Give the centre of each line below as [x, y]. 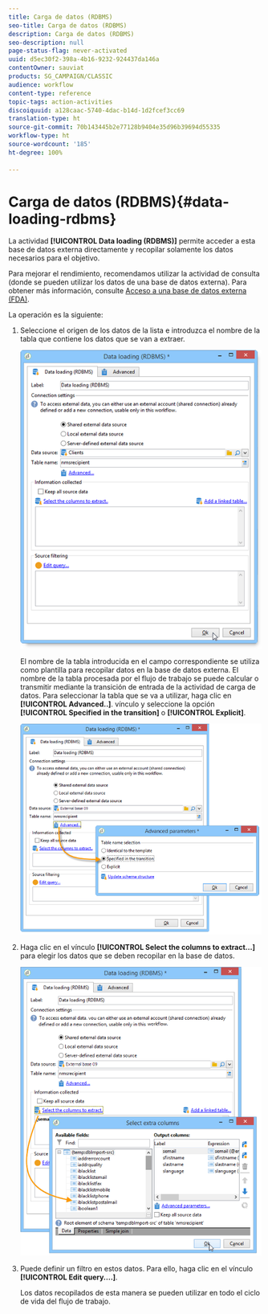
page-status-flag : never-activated [68, 51]
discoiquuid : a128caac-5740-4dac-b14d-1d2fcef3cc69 [96, 110]
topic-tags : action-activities [61, 102]
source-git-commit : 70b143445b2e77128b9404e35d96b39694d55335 [114, 127]
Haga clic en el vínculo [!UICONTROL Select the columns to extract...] [137, 948]
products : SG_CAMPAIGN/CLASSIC [61, 76]
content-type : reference [50, 93]
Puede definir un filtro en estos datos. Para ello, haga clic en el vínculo [136, 1268]
